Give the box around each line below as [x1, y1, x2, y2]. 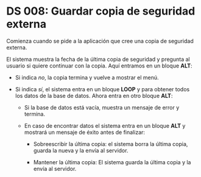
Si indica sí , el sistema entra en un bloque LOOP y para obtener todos [15, 85, 190, 92]
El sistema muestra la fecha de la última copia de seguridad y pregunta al [6, 55, 190, 63]
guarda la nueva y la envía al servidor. [33, 147, 129, 154]
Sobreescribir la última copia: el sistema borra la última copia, [33, 140, 188, 147]
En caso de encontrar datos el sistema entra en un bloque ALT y [24, 122, 186, 129]
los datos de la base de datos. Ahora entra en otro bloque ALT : [15, 92, 173, 99]
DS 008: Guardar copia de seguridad [6, 4, 196, 18]
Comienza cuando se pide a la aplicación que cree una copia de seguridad [6, 37, 194, 44]
